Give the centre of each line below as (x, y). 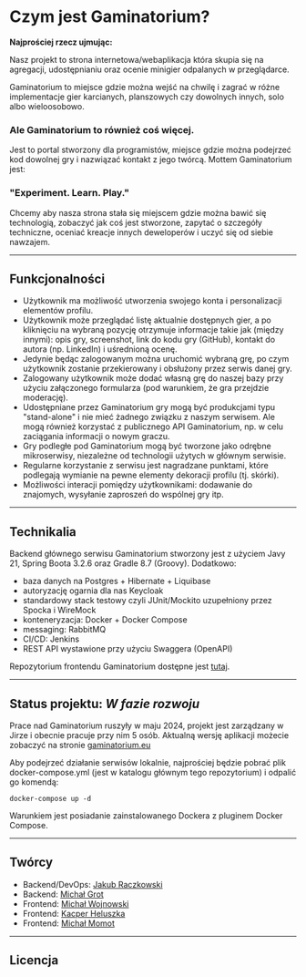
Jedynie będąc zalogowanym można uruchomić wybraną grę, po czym (156, 359)
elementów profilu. (58, 311)
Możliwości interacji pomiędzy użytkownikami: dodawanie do (138, 485)
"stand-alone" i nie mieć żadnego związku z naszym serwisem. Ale (149, 417)
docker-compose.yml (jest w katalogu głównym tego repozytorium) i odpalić (153, 772)
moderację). (45, 397)
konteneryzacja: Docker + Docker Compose (105, 620)
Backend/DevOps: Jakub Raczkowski (92, 884)
